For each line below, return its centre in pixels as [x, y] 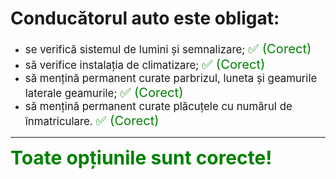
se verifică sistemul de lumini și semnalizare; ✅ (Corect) [168, 48]
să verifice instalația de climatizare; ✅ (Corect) [145, 63]
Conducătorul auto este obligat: [145, 18]
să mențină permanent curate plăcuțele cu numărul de [158, 106]
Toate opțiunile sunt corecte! [141, 157]
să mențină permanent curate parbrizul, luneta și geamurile [171, 78]
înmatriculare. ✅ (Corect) [92, 120]
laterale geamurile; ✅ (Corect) [104, 92]
